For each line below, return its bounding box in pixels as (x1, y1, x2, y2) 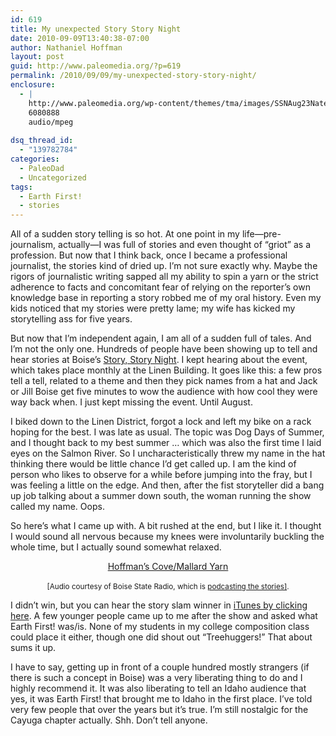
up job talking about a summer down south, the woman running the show (10, 490, 312, 502)
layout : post (10, 52, 65, 62)
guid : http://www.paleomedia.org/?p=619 (10, 61, 182, 71)
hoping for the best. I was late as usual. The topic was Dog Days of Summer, (10, 426, 325, 438)
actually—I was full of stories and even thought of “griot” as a (58, 239, 311, 251)
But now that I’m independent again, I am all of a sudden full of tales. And (10, 332, 312, 345)
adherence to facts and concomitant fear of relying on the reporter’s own (10, 281, 311, 293)
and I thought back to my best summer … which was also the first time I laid (10, 437, 322, 449)
